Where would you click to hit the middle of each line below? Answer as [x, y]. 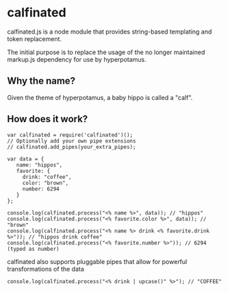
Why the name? [41, 81]
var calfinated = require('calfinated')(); [70, 135]
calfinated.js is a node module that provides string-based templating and [110, 32]
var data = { [26, 159]
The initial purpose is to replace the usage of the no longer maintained [106, 52]
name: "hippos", [39, 165]
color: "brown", [46, 183]
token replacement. [35, 38]
